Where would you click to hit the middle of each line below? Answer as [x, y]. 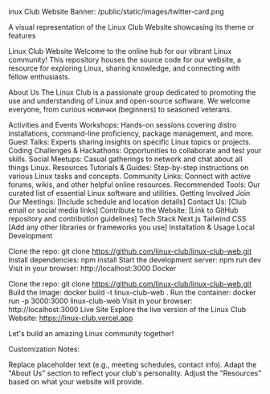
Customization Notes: [44, 349]
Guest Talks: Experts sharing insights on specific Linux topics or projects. [130, 142]
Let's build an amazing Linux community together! [91, 333]
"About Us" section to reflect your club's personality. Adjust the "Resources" [135, 373]
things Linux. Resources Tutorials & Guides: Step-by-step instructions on [129, 167]
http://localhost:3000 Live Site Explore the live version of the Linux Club [127, 309]
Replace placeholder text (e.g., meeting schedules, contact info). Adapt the [133, 365]
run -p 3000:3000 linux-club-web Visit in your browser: [100, 301]
